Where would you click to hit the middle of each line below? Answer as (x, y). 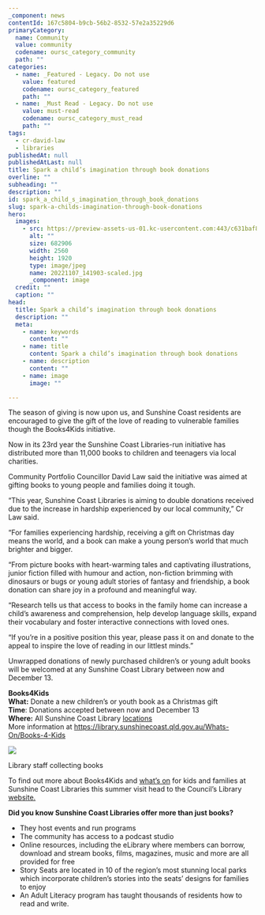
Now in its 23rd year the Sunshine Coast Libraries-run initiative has (117, 444)
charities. (23, 461)
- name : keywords (51, 332)
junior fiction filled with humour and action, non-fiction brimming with (121, 573)
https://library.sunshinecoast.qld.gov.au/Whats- (151, 727)
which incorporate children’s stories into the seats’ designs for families (134, 879)
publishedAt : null (38, 155)
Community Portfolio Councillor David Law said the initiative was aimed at (128, 477)
